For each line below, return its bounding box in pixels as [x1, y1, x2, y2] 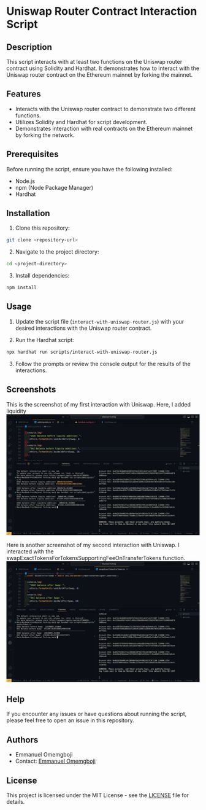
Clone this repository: [15, 224, 70, 232]
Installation [6, 208, 50, 219]
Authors [6, 734, 39, 745]
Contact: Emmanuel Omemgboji [15, 757, 96, 765]
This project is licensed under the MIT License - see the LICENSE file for [6, 792, 189, 799]
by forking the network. [15, 131, 75, 139]
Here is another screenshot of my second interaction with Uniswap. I [6, 541, 180, 548]
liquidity [6, 407, 26, 415]
